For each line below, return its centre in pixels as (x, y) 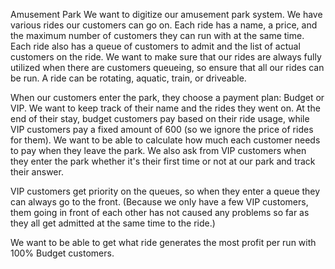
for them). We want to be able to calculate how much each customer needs (165, 140)
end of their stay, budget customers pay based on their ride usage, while (160, 118)
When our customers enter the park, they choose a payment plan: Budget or (167, 97)
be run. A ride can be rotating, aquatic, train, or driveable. (128, 78)
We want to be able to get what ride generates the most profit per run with (163, 242)
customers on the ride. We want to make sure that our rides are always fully (166, 57)
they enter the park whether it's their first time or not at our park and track (163, 161)
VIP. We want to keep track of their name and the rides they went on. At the (165, 108)
